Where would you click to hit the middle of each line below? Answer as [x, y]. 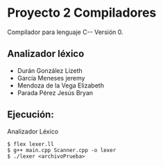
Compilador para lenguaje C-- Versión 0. [65, 32]
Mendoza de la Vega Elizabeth [60, 85]
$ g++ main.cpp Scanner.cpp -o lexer [62, 150]
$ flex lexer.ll [31, 144]
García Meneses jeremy [51, 78]
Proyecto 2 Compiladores [82, 13]
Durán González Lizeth [50, 70]
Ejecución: [31, 115]
